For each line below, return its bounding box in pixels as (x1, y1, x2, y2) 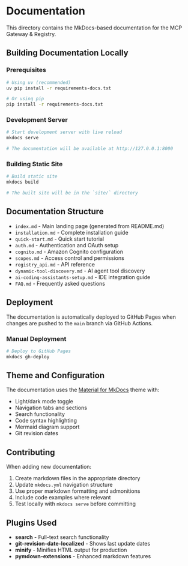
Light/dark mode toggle (14, 398, 74, 405)
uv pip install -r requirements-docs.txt (6, 85, 112, 91)
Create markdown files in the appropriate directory (14, 475, 141, 482)
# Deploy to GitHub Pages (6, 348, 71, 354)
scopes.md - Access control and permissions (14, 254, 124, 262)
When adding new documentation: (6, 463, 92, 471)
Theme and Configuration (6, 370, 105, 381)
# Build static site (6, 173, 58, 179)
